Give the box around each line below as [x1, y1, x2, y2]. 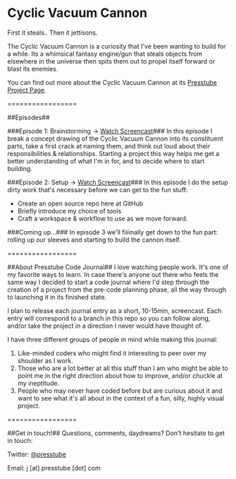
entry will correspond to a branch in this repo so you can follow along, [7, 314, 211, 322]
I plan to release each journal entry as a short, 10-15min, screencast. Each [7, 306, 222, 315]
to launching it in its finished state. [7, 292, 107, 301]
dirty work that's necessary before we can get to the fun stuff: [7, 185, 188, 194]
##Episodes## [7, 113, 50, 122]
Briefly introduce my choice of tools [17, 206, 122, 215]
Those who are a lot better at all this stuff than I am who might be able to [17, 364, 229, 372]
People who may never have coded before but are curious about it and [17, 386, 223, 395]
